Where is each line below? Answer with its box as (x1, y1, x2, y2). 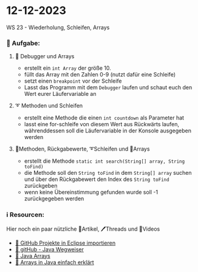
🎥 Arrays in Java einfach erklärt (15, 259, 94, 266)
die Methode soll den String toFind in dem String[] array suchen (24, 169, 192, 177)
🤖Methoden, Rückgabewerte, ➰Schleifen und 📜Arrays (15, 145, 150, 152)
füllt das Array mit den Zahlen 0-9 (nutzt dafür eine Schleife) (24, 71, 176, 78)
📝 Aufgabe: (6, 39, 41, 47)
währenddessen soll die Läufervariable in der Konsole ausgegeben (24, 127, 191, 134)
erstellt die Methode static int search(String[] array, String (24, 157, 185, 165)
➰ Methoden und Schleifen (15, 102, 83, 109)
